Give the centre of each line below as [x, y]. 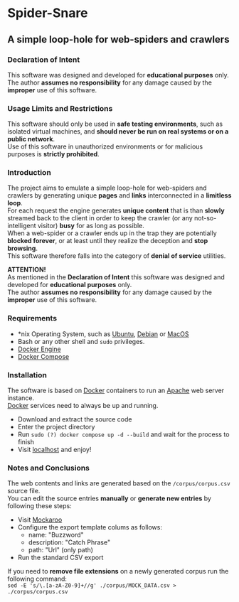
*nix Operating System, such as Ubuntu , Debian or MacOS [103, 334]
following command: [37, 579]
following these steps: [40, 506]
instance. [21, 398]
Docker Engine [39, 349]
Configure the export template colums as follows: [90, 527]
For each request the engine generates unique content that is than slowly [116, 210]
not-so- [206, 218]
